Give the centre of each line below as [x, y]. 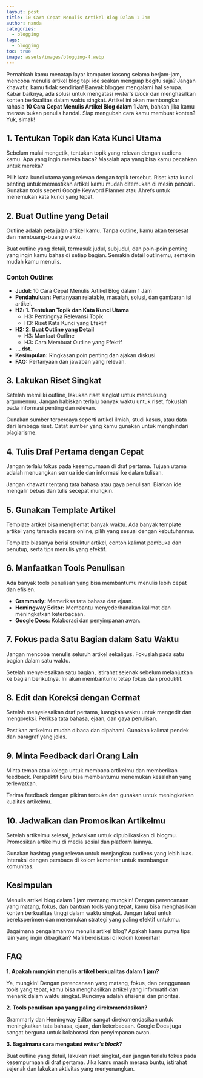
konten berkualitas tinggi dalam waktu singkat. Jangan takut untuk [89, 912]
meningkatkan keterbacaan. [50, 614]
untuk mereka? [25, 166]
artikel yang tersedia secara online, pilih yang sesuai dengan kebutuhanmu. [101, 531]
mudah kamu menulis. [34, 262]
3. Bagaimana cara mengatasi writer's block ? [64, 1044]
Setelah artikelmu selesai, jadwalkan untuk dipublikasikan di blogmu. [92, 835]
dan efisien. [21, 589]
